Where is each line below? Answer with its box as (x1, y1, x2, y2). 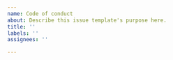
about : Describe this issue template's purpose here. (7, 17, 167, 24)
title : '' (7, 23, 36, 30)
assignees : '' (7, 36, 49, 43)
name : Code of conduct (7, 10, 73, 17)
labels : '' (7, 29, 39, 37)
